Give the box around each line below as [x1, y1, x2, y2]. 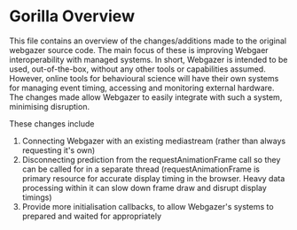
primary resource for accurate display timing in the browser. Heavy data [21, 172, 285, 183]
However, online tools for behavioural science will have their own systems [9, 73, 279, 83]
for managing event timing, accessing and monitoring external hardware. [9, 82, 275, 93]
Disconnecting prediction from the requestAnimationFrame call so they [21, 154, 281, 165]
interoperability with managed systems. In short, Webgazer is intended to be [9, 54, 288, 65]
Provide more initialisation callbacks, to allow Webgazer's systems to [21, 201, 274, 211]
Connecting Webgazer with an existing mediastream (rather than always [21, 135, 286, 146]
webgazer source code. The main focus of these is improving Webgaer [9, 44, 269, 55]
